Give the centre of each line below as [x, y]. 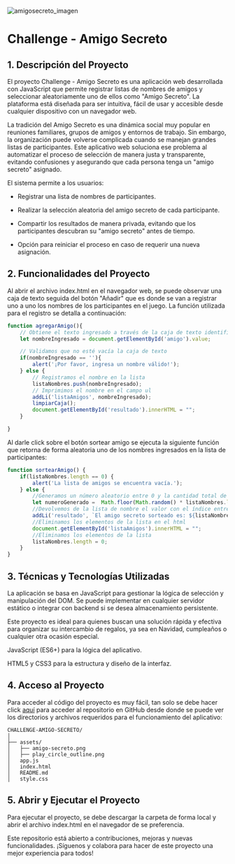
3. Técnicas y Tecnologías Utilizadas [88, 576]
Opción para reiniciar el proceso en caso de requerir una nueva [109, 244]
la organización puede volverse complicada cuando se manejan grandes [112, 139]
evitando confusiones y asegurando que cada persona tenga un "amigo [111, 162]
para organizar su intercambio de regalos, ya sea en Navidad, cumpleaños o [117, 629]
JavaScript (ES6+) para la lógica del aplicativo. [74, 650]
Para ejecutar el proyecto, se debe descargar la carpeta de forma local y [112, 817]
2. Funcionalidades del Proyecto [79, 274]
